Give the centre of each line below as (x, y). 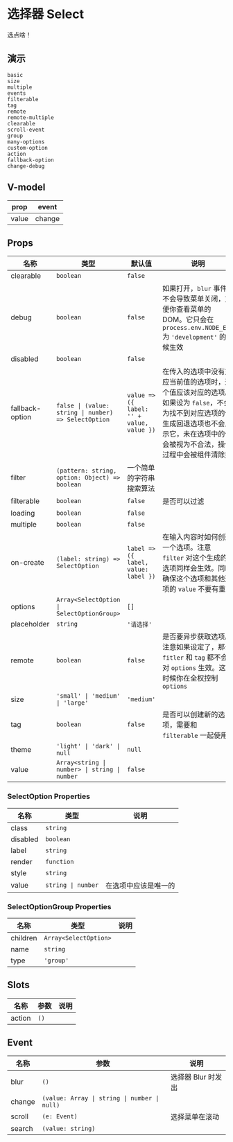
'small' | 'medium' (88, 696)
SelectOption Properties (49, 796)
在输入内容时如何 (190, 537)
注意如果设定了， (190, 647)
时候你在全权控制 (190, 678)
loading (23, 513)
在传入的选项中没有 (194, 371)
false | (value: (83, 406)
